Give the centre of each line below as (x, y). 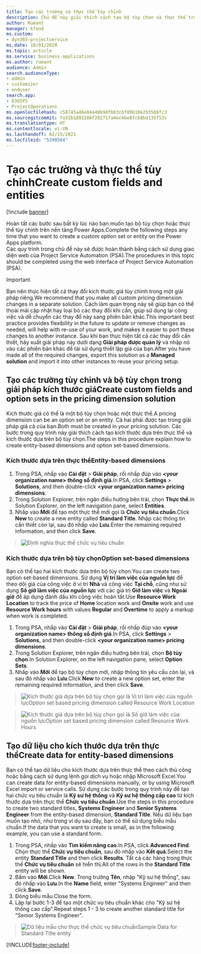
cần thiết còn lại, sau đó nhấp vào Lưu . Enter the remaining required (98, 525)
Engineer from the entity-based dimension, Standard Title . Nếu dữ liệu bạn (99, 814)
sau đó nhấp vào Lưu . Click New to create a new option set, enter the (100, 679)
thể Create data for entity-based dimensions (90, 755)
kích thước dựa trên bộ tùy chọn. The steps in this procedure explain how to (99, 439)
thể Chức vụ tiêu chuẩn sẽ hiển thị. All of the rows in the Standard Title (103, 864)
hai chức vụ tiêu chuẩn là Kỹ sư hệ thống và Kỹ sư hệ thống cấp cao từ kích (100, 795)
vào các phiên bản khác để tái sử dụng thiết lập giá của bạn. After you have (98, 348)
